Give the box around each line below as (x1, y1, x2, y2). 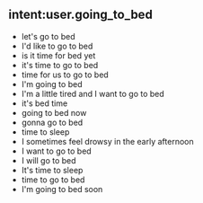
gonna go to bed (21, 117, 84, 128)
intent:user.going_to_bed (8, 7, 154, 22)
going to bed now (21, 107, 87, 118)
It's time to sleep (21, 164, 84, 175)
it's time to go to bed (21, 59, 99, 70)
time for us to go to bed (21, 69, 109, 80)
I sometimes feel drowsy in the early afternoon (21, 136, 194, 146)
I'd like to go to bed (21, 40, 93, 51)
